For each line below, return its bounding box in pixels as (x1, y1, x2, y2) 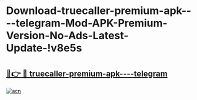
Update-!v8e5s (6, 42, 82, 55)
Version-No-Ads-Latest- (6, 29, 129, 42)
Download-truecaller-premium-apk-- (6, 4, 192, 18)
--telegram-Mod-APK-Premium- (6, 16, 168, 30)
